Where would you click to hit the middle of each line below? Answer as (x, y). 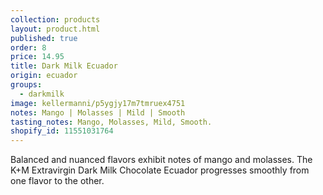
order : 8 (28, 47)
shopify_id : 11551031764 (62, 131)
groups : (26, 85)
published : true (44, 38)
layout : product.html (55, 29)
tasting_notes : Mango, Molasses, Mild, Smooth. (111, 122)
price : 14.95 (37, 57)
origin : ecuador (44, 76)
